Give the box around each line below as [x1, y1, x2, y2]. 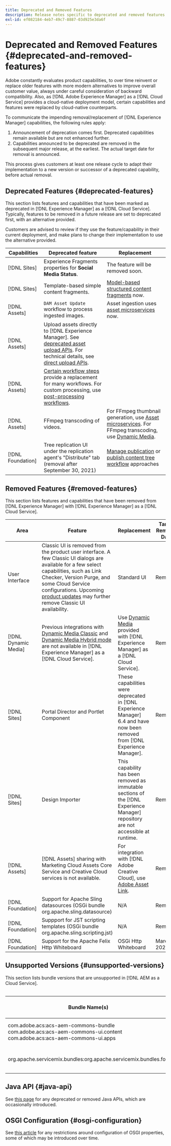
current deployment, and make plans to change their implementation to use [5, 232, 163, 238]
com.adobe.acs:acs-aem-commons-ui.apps [8, 1034, 116, 1042]
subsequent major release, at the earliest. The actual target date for [12, 146, 155, 152]
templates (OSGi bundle [41, 923, 99, 930]
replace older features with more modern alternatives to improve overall [5, 83, 156, 89]
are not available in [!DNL [41, 643, 102, 650]
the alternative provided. [5, 237, 57, 244]
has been [118, 770, 140, 778]
